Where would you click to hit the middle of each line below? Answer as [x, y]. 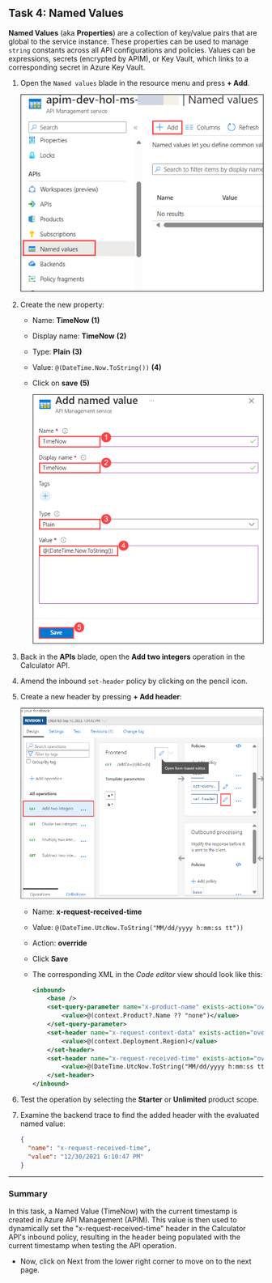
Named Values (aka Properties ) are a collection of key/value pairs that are [133, 32]
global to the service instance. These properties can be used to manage [129, 41]
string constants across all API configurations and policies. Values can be [132, 50]
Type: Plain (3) [57, 351]
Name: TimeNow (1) [66, 320]
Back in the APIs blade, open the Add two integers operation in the [132, 656]
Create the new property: [62, 304]
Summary [28, 1193]
